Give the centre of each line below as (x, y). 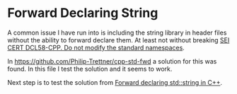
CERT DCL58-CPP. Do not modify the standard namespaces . (96, 47)
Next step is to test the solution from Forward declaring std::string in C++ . (115, 82)
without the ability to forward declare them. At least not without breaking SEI (118, 40)
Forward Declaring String (83, 13)
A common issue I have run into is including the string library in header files (117, 33)
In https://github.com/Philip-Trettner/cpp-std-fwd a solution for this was (112, 61)
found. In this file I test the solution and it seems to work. (90, 69)
